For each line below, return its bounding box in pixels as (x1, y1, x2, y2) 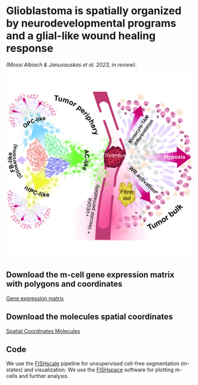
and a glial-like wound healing (6, 29, 156, 42)
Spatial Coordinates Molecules (6, 327, 81, 334)
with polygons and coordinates (6, 279, 123, 289)
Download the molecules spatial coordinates (6, 312, 173, 322)
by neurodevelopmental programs (6, 16, 177, 30)
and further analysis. (18, 373, 69, 380)
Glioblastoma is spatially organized (6, 4, 181, 18)
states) (6, 366, 24, 373)
